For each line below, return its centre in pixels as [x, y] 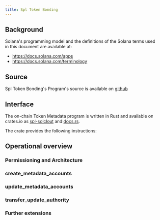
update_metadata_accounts [39, 187]
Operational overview [39, 146]
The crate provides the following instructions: [51, 131]
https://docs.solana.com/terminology [50, 62]
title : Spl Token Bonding [31, 10]
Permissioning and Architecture [44, 160]
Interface [19, 104]
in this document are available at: [39, 47]
